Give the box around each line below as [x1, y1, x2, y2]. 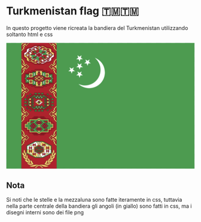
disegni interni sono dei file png [6, 209, 84, 216]
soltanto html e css [6, 31, 53, 38]
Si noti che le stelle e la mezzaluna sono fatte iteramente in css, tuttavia [6, 196, 182, 203]
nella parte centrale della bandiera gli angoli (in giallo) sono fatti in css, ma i [6, 202, 192, 210]
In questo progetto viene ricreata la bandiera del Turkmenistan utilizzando [6, 24, 188, 31]
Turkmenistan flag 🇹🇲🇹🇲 [6, 4, 139, 18]
